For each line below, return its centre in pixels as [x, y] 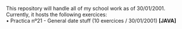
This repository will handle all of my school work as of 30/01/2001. [86, 8]
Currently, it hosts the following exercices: [57, 14]
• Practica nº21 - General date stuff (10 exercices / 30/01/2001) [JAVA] [91, 21]
